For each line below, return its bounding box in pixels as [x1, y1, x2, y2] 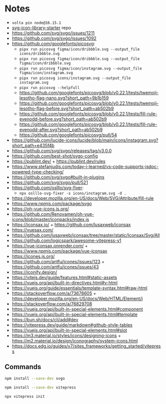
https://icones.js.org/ [11, 253, 55, 259]
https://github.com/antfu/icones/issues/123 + [11, 258, 105, 264]
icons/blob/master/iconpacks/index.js [11, 216, 89, 222]
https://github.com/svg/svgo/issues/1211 [11, 30, 95, 36]
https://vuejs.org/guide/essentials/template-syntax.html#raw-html [11, 285, 148, 291]
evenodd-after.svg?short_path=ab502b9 [19, 126, 103, 132]
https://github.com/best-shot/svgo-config [11, 153, 98, 159]
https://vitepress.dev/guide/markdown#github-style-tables [11, 322, 133, 328]
